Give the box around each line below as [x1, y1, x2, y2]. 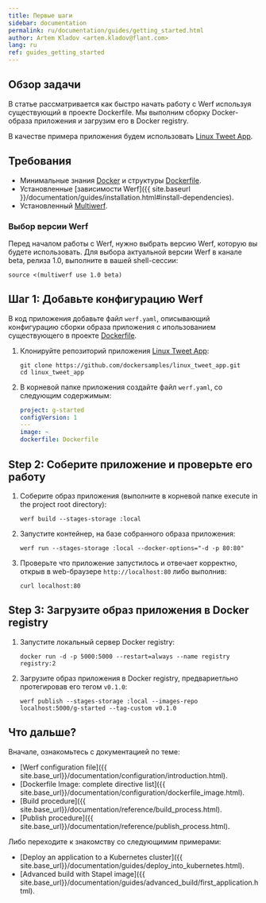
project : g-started [19, 406, 85, 414]
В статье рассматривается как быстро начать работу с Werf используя [8, 99, 252, 108]
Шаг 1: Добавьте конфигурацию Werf [8, 293, 204, 306]
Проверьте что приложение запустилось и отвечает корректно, [19, 558, 237, 568]
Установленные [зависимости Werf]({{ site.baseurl [19, 184, 191, 193]
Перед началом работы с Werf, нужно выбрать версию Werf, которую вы [8, 238, 258, 248]
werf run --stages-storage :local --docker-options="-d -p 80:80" [19, 544, 245, 552]
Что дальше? [8, 726, 77, 739]
